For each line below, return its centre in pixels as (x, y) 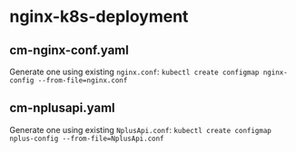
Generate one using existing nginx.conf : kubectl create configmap (134, 71)
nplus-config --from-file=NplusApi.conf (87, 138)
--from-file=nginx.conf (83, 81)
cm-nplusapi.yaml (62, 108)
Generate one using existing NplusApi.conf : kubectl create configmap (141, 129)
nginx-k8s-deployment (99, 17)
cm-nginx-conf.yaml (69, 50)
